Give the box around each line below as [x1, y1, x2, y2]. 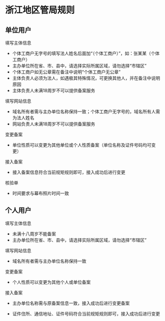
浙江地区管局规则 [5, 4, 75, 16]
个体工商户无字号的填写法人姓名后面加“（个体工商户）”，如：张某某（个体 [12, 51, 160, 56]
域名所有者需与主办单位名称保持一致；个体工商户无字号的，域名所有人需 [12, 108, 160, 114]
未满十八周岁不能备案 [12, 231, 56, 237]
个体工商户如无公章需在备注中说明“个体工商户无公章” [12, 69, 121, 75]
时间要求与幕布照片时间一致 [12, 190, 69, 196]
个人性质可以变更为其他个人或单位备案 [12, 279, 91, 285]
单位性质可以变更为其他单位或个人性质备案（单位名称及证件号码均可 [12, 142, 152, 148]
